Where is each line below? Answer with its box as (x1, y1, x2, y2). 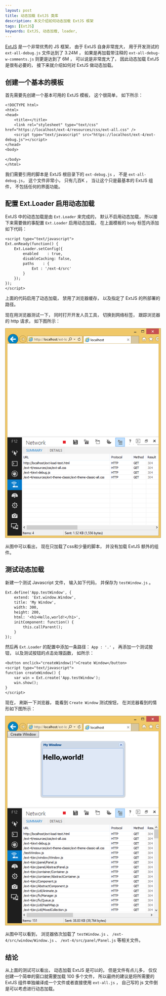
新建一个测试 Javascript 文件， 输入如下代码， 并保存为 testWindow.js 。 (5, 579, 154, 586)
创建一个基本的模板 (5, 78, 64, 87)
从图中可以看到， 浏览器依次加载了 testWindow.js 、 (5, 931, 111, 937)
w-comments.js (5, 57, 35, 62)
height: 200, (14, 610, 41, 615)
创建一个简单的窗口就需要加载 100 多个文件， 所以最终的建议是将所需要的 (5, 973, 155, 979)
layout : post (5, 8, 32, 13)
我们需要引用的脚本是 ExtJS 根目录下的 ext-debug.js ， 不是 (5, 171, 127, 177)
